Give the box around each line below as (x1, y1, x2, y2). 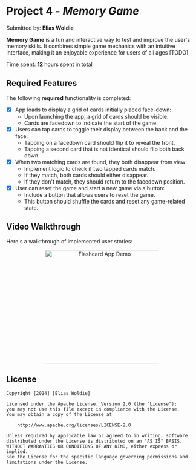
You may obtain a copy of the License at (6, 411, 113, 417)
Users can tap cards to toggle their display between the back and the (15, 125, 188, 133)
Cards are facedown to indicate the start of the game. (24, 119, 158, 127)
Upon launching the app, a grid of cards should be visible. (24, 113, 169, 120)
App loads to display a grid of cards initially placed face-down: (15, 106, 171, 113)
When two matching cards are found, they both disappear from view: (15, 158, 188, 165)
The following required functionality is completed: (6, 94, 131, 101)
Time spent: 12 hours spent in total (6, 61, 93, 68)
